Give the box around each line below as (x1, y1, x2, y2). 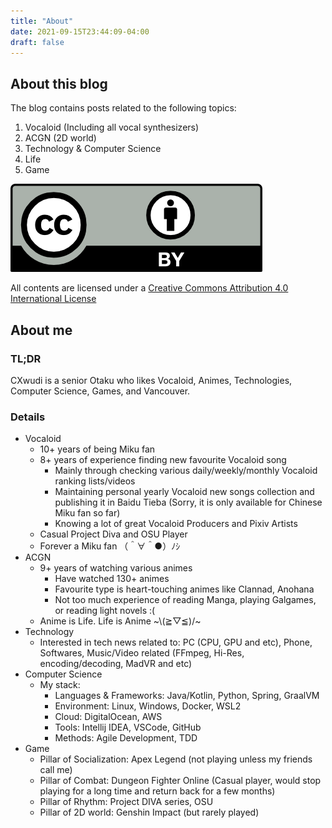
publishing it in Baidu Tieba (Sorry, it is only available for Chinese (54, 496, 323, 509)
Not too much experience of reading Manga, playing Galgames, (54, 594, 317, 606)
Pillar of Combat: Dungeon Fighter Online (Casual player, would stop (39, 775, 322, 787)
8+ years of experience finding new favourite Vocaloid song (39, 454, 287, 466)
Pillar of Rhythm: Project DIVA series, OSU (39, 796, 214, 808)
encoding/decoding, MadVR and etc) (39, 658, 193, 670)
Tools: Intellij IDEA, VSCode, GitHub (54, 721, 202, 734)
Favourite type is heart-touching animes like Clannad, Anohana (54, 583, 315, 595)
